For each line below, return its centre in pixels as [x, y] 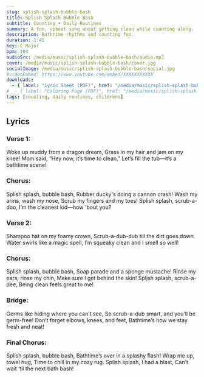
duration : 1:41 [25, 40]
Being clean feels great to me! [56, 284]
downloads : [20, 80]
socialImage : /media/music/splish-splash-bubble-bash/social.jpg [90, 69]
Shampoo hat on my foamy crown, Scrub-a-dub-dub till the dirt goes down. [101, 236]
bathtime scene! [26, 165]
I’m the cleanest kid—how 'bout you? [65, 207]
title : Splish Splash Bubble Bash [50, 18]
